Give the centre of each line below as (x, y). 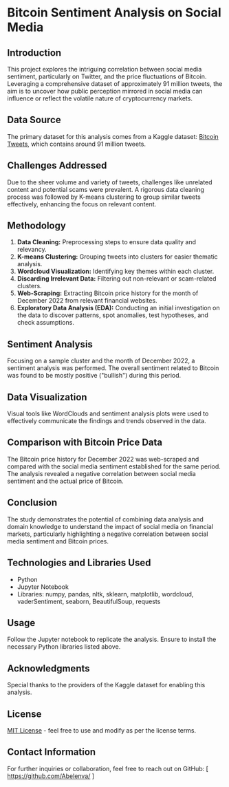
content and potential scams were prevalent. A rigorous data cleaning (106, 189)
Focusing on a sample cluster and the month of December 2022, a (101, 361)
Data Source (34, 120)
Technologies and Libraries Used (79, 563)
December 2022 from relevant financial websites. (87, 301)
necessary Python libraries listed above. (64, 647)
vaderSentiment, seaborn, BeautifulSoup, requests (89, 601)
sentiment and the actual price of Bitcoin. (65, 481)
